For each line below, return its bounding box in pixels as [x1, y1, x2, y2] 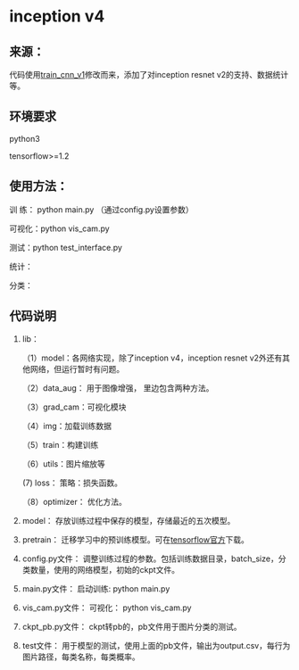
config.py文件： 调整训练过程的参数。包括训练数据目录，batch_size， [21, 553, 278, 564]
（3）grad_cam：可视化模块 [21, 401, 127, 412]
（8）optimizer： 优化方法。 [21, 497, 127, 508]
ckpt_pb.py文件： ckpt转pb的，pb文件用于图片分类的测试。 [21, 622, 242, 633]
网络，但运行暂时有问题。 [29, 364, 125, 375]
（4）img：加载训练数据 [21, 421, 112, 432]
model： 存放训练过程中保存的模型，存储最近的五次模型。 [21, 516, 236, 526]
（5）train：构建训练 [21, 440, 99, 451]
